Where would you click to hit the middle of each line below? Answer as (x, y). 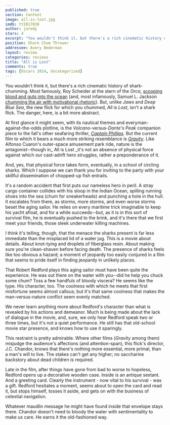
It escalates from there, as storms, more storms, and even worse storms (80, 202)
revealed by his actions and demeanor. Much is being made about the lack (83, 312)
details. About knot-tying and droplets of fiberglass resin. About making (80, 244)
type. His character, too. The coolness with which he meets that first (76, 286)
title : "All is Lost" (28, 62)
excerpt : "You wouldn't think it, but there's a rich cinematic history (83, 39)
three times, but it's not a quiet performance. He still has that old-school (80, 323)
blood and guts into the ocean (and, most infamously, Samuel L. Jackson (81, 96)
